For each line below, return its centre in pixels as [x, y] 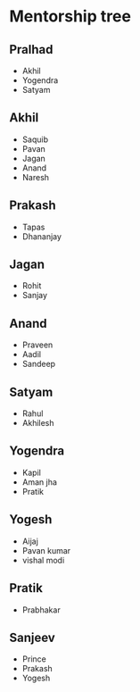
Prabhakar [41, 610]
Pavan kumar [46, 550]
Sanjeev [32, 637]
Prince [34, 659]
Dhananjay [42, 236]
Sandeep [39, 364]
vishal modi [43, 560]
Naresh [36, 177]
